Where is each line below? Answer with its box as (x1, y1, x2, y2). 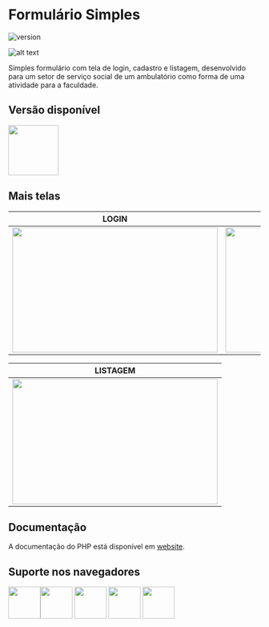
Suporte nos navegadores (8, 565, 141, 578)
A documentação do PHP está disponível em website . (8, 542, 186, 552)
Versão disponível (8, 103, 101, 117)
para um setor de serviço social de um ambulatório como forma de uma (8, 71, 245, 81)
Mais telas (8, 190, 61, 203)
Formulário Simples (8, 6, 141, 24)
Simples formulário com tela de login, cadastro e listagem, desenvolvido (8, 62, 247, 73)
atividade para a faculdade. (8, 80, 98, 90)
